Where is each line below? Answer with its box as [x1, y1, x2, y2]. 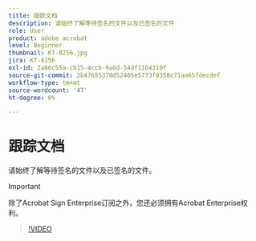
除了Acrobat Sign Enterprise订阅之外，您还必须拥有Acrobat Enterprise [8, 198, 241, 208]
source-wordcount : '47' [8, 86, 88, 94]
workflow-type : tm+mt [8, 78, 81, 86]
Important [8, 182, 41, 191]
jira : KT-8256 [8, 57, 56, 65]
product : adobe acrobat [8, 34, 88, 42]
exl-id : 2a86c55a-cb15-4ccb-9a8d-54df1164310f [8, 64, 167, 72]
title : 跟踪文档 [8, 11, 58, 20]
